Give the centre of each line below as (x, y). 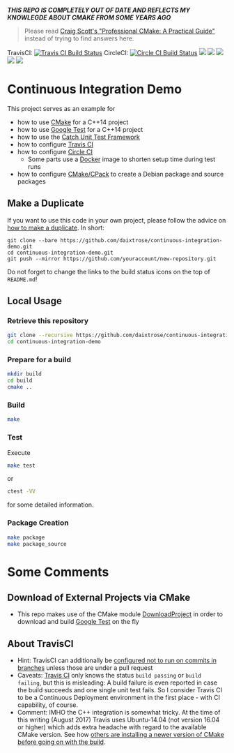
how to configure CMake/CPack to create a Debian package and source (120, 174)
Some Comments (58, 572)
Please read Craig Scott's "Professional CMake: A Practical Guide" (120, 31)
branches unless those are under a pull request (85, 668)
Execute (19, 452)
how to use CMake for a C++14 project (73, 122)
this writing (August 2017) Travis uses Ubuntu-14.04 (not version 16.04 (118, 720)
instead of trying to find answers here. (79, 38)
